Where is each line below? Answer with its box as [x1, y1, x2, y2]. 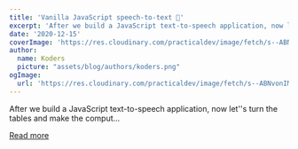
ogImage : [9, 71, 42, 80]
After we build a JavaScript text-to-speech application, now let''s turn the [9, 103, 278, 114]
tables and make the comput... [9, 113, 121, 123]
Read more [9, 129, 50, 140]
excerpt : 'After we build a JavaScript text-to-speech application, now [9, 21, 284, 30]
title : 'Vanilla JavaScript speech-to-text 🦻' [9, 12, 184, 22]
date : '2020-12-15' [9, 29, 82, 38]
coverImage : [9, 37, 53, 47]
